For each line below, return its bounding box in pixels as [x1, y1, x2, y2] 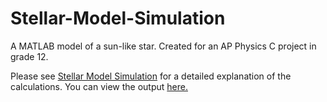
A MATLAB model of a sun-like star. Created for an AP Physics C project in [10, 40, 317, 52]
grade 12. [10, 50, 49, 62]
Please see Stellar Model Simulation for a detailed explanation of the [10, 70, 292, 82]
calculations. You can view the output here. [10, 80, 188, 92]
